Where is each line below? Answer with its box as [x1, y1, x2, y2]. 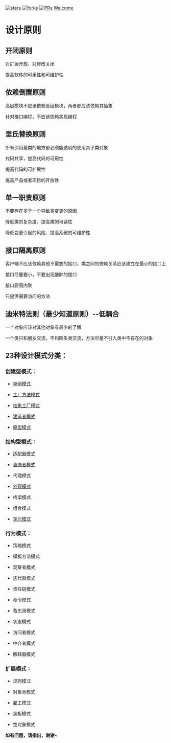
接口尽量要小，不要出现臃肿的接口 [5, 272, 77, 278]
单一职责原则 [5, 193, 46, 202]
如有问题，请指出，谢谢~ [5, 732, 58, 738]
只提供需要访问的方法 [5, 293, 50, 299]
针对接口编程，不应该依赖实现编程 [5, 113, 77, 120]
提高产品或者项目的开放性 [5, 177, 59, 183]
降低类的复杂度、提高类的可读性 [5, 219, 72, 225]
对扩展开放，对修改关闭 [5, 61, 55, 66]
